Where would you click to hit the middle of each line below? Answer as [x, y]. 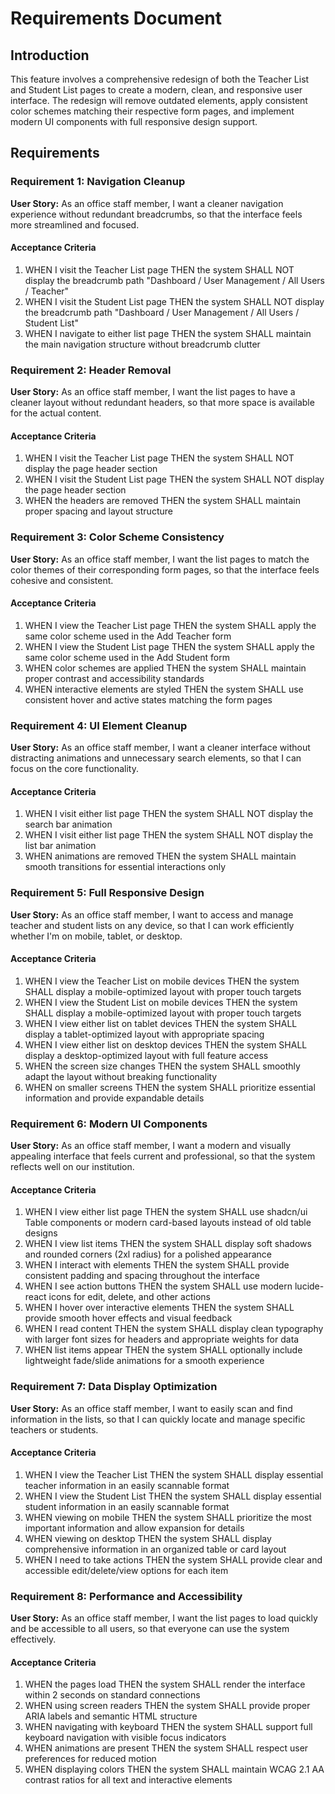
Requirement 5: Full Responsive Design [107, 893]
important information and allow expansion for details [134, 1528]
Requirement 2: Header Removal [91, 370]
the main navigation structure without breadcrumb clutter [142, 344]
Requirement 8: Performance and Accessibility [126, 1596]
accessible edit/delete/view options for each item [126, 1570]
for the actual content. [56, 413]
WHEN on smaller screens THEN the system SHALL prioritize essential [170, 1087]
